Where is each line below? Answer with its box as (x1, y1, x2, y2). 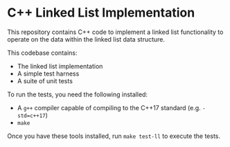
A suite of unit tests (17, 76, 73, 85)
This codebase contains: (7, 49, 78, 57)
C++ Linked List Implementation (7, 5, 195, 21)
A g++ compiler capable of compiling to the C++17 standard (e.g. (17, 103, 201, 112)
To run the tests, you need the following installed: (7, 90, 148, 98)
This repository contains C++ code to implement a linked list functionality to (7, 28, 224, 36)
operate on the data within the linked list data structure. (7, 35, 165, 43)
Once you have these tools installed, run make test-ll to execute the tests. (7, 132, 220, 140)
